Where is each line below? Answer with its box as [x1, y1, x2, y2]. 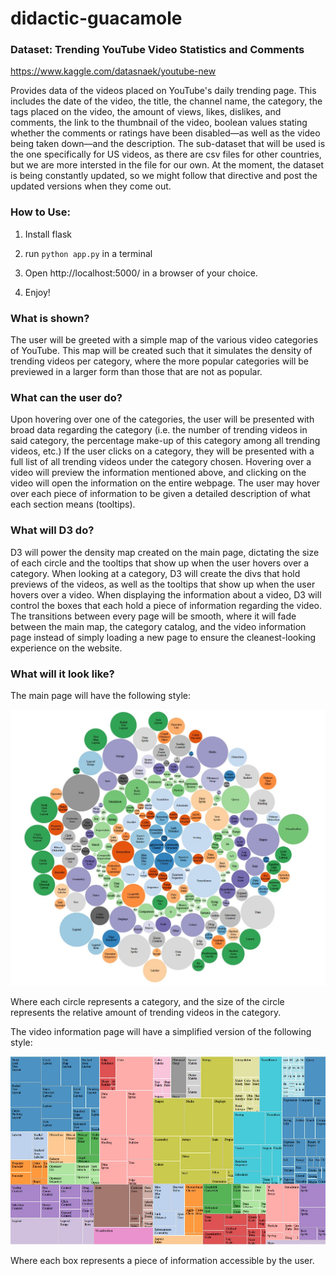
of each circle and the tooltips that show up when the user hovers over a [10, 557, 310, 569]
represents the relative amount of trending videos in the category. [10, 1007, 282, 1019]
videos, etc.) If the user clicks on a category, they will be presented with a [10, 445, 315, 457]
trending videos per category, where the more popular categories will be [10, 355, 309, 367]
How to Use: [10, 205, 71, 219]
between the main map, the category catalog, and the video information [10, 620, 307, 632]
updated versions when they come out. [10, 180, 172, 192]
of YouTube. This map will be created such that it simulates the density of [10, 345, 313, 357]
